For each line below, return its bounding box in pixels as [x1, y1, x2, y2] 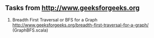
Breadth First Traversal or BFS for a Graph [12, 17, 97, 22]
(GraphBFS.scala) [12, 27, 48, 33]
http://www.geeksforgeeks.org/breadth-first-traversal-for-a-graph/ [12, 22, 149, 28]
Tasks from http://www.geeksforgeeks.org [5, 4, 140, 12]
